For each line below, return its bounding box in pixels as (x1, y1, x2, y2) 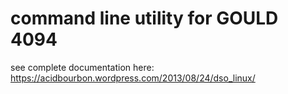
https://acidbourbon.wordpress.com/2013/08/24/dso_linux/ (10, 72, 256, 84)
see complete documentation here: (10, 61, 155, 73)
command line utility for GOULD (10, 7, 279, 30)
